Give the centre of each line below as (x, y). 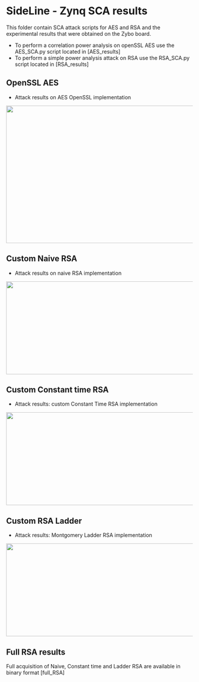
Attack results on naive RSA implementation (68, 273)
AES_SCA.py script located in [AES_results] (68, 51)
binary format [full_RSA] (36, 672)
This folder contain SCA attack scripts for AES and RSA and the (84, 27)
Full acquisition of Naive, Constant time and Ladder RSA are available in (93, 666)
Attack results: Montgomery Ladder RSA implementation (84, 535)
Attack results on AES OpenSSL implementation (73, 97)
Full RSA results (36, 652)
